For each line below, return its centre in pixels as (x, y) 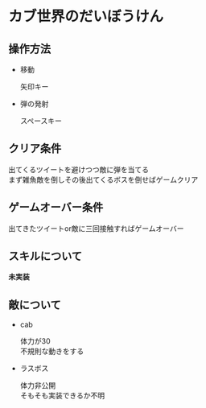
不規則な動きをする (52, 352)
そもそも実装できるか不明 (62, 396)
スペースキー (41, 121)
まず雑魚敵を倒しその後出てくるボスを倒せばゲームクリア (103, 179)
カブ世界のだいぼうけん (86, 16)
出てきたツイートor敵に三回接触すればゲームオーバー (96, 228)
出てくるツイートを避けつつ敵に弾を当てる (79, 169)
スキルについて (45, 256)
